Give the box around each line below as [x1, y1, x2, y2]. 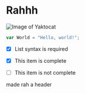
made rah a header [6, 81, 52, 88]
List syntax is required [14, 45, 69, 52]
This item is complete [14, 57, 67, 64]
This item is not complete [14, 69, 76, 76]
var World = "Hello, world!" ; [6, 34, 80, 40]
